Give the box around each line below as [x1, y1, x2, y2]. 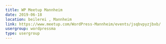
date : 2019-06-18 [5, 12, 42, 17]
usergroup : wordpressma [5, 26, 56, 31]
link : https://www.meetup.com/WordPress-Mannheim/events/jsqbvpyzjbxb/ [5, 21, 161, 27]
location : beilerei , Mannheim [5, 17, 72, 22]
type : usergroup [5, 31, 40, 36]
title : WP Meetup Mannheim [5, 7, 63, 13]
